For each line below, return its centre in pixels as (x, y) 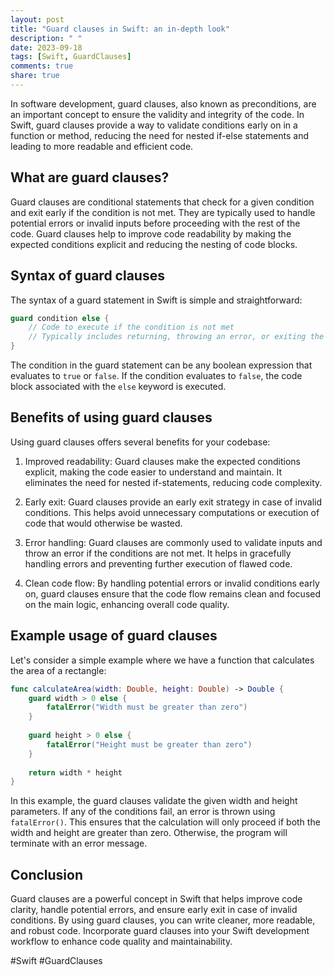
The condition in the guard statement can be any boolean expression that (161, 365)
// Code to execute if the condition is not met (131, 327)
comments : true (42, 66)
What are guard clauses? (90, 177)
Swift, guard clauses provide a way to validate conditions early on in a (154, 125)
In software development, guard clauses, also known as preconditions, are (163, 103)
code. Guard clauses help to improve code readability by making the (151, 233)
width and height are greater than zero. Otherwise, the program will (149, 833)
